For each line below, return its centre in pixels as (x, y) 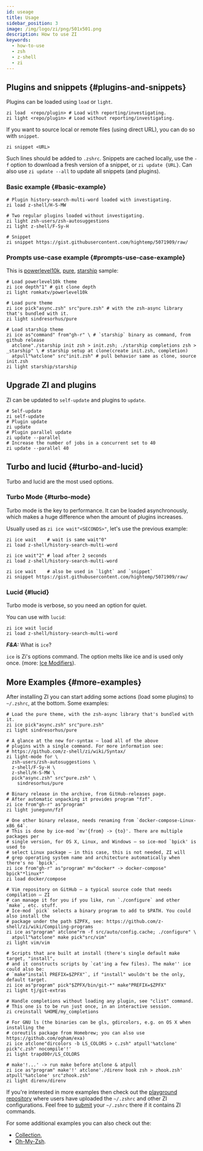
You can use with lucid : (36, 617)
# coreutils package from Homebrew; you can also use (76, 1033)
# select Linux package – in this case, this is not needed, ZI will (96, 852)
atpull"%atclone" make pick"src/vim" (59, 937)
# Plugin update (27, 422)
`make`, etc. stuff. (32, 905)
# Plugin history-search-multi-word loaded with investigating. (89, 200)
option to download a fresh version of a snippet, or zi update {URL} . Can (101, 165)
